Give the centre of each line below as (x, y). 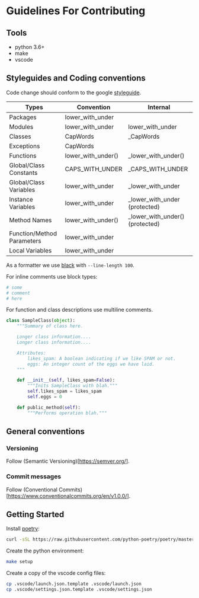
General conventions (45, 432)
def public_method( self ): (49, 407)
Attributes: (31, 353)
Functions (23, 155)
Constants (23, 172)
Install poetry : (23, 529)
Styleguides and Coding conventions (76, 78)
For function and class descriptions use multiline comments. (79, 310)
